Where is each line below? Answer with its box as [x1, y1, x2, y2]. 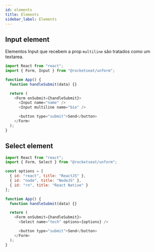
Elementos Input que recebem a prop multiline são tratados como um [5, 49, 150, 55]
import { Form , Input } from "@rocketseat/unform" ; [5, 68, 115, 73]
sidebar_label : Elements [5, 17, 57, 22]
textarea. [5, 54, 23, 60]
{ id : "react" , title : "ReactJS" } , [9, 173, 86, 178]
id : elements [5, 7, 32, 13]
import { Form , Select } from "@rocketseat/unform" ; [5, 160, 117, 165]
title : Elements [5, 12, 39, 17]
